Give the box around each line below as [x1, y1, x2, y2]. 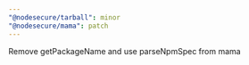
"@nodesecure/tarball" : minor [8, 12, 121, 22]
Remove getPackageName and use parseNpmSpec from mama [8, 45, 242, 56]
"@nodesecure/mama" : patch [8, 21, 109, 30]
